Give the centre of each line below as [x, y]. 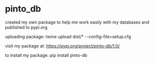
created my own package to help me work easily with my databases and [77, 22]
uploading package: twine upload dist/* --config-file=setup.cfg [68, 37]
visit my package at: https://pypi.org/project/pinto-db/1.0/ [62, 46]
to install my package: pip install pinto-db [46, 55]
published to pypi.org [26, 27]
